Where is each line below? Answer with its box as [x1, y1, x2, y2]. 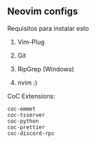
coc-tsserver [7, 111, 46, 118]
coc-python [7, 117, 39, 124]
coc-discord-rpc [7, 129, 55, 137]
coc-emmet [7, 105, 36, 113]
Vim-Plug [17, 38, 45, 46]
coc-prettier [7, 124, 46, 131]
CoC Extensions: [7, 92, 55, 100]
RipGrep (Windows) [17, 64, 75, 73]
